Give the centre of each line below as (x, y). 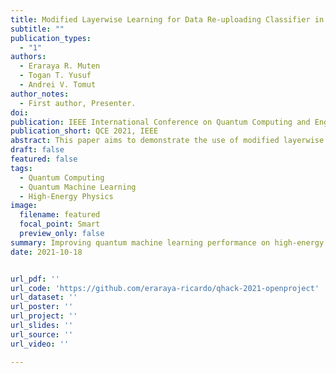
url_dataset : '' (44, 297)
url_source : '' (42, 334)
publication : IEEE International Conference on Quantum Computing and (160, 122)
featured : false (44, 159)
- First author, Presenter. (78, 103)
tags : (21, 168)
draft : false (37, 150)
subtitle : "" (37, 29)
